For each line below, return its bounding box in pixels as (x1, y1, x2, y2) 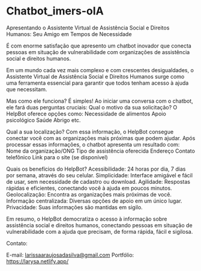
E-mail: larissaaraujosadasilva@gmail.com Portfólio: (6, 251, 134, 258)
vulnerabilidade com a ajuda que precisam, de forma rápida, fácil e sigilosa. (6, 228, 193, 235)
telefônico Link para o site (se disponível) (6, 153, 108, 160)
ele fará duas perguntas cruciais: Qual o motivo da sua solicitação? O (6, 103, 178, 111)
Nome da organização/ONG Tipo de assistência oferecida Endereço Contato (6, 147, 195, 154)
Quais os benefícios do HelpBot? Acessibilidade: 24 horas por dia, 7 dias (6, 165, 186, 172)
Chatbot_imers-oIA (6, 4, 104, 18)
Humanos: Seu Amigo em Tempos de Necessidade (6, 30, 132, 37)
